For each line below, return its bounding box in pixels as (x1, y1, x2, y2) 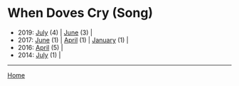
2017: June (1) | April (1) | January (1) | (17, 35, 129, 44)
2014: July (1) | (17, 51, 61, 59)
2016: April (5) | (17, 43, 63, 51)
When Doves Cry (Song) (7, 5, 154, 21)
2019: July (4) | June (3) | (17, 28, 92, 37)
